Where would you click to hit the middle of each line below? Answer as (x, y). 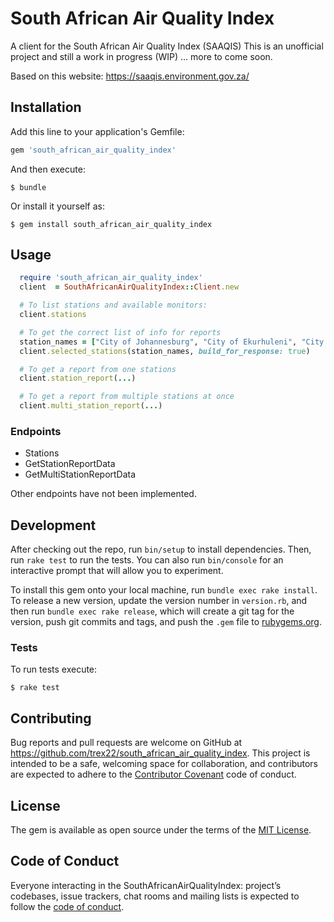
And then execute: (48, 169)
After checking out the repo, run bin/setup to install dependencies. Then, (161, 549)
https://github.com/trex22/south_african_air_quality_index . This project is (160, 753)
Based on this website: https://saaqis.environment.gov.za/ (130, 76)
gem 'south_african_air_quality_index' (93, 150)
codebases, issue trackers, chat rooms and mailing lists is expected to (155, 896)
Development (53, 525)
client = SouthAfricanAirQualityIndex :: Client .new (129, 287)
